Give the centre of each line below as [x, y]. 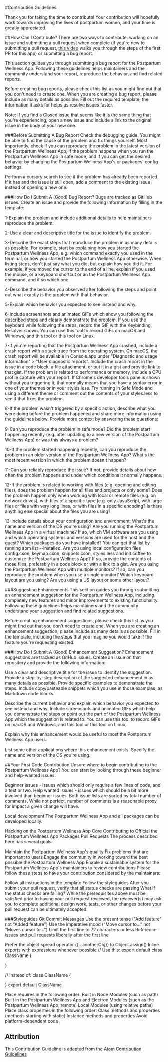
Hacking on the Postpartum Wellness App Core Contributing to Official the [81, 831]
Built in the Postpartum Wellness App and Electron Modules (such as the [80, 1000]
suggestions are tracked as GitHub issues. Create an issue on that [73, 657]
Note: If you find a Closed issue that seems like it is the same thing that [78, 115]
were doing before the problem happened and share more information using [83, 414]
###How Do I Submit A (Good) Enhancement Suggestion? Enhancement [79, 652]
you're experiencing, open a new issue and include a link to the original [78, 120]
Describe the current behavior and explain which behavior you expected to [82, 703]
